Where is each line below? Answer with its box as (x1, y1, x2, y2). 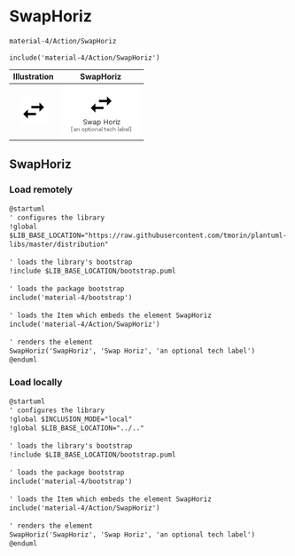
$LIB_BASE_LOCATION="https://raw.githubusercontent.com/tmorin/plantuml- (9, 231, 288, 240)
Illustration (12, 71, 55, 82)
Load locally (9, 376, 63, 388)
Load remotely (9, 183, 74, 195)
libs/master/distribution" (9, 240, 109, 249)
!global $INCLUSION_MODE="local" (9, 415, 133, 424)
